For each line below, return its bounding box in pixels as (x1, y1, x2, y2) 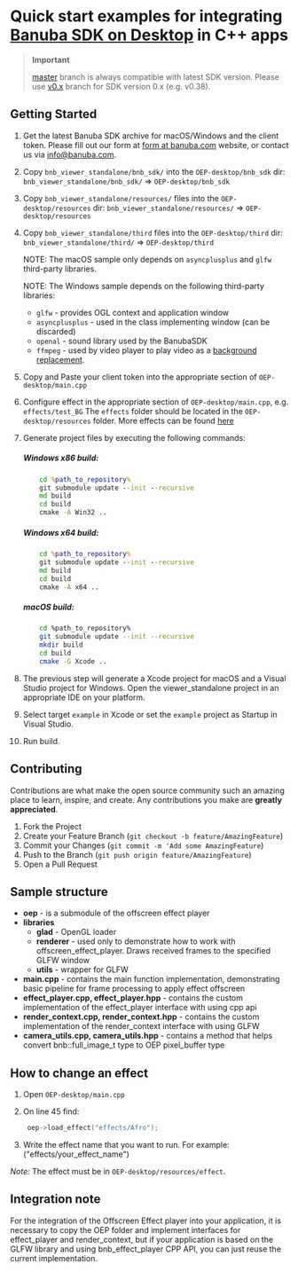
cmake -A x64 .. (39, 583, 99, 592)
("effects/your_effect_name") (22, 1149, 129, 1159)
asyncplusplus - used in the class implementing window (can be (35, 317, 271, 327)
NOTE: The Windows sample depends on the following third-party (22, 280, 265, 291)
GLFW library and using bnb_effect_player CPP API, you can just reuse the (10, 1244, 282, 1254)
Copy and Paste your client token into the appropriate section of (22, 371, 257, 382)
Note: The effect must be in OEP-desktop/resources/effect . (10, 1166, 226, 1177)
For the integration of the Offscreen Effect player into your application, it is (10, 1215, 282, 1226)
